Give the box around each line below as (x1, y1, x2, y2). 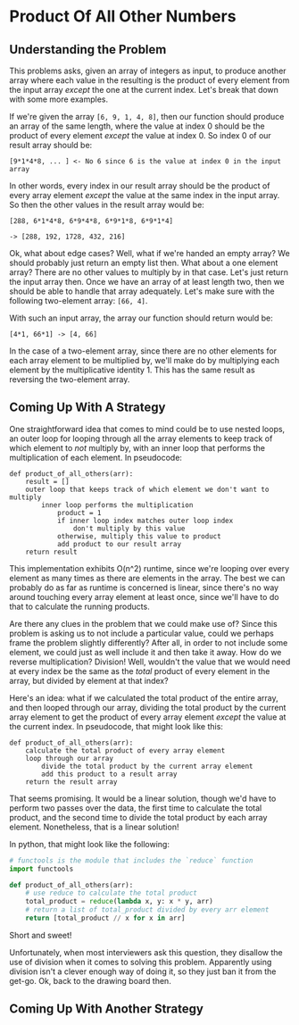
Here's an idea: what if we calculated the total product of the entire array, (9, 692, 278, 703)
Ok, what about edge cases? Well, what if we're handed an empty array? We (9, 248, 290, 258)
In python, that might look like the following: (9, 838, 170, 849)
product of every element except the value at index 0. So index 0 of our (9, 130, 272, 140)
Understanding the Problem (9, 42, 167, 57)
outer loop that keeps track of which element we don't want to (25, 485, 270, 494)
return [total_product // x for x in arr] (25, 913, 186, 923)
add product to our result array (56, 539, 181, 548)
